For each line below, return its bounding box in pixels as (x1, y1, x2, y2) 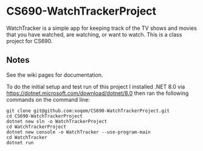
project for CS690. (6, 37, 53, 44)
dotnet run (6, 139, 34, 146)
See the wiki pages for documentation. (6, 71, 103, 79)
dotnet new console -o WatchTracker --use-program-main (6, 129, 151, 135)
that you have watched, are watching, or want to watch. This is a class (6, 30, 182, 38)
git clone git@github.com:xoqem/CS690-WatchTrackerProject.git (6, 108, 170, 114)
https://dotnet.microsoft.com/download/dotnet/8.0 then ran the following (6, 90, 189, 97)
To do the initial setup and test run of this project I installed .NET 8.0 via (6, 83, 185, 90)
